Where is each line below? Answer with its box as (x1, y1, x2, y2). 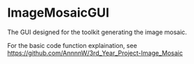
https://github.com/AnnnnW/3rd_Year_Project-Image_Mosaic (7, 49, 183, 57)
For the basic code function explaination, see (7, 41, 138, 49)
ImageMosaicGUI (7, 5, 110, 21)
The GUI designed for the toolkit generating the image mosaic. (7, 28, 188, 36)
